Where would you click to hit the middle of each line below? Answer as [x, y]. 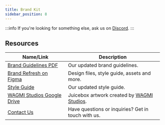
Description [113, 57]
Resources [22, 43]
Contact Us [21, 112]
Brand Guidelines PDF [33, 65]
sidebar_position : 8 [26, 14]
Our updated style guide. [96, 87]
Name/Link [35, 57]
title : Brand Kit [23, 10]
